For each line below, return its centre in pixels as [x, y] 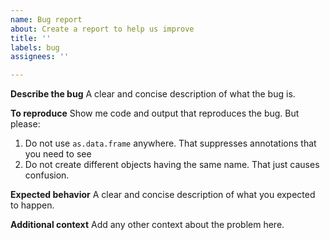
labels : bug [35, 47]
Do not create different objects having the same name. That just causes [172, 165]
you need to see [58, 154]
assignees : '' [40, 57]
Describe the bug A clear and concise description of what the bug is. [153, 94]
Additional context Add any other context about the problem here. [147, 225]
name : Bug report [46, 19]
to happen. [32, 205]
